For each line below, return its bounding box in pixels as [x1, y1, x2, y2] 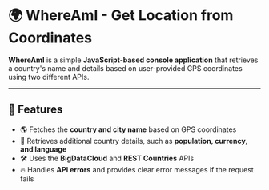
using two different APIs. [8, 72, 90, 81]
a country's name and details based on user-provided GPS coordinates [8, 63, 243, 73]
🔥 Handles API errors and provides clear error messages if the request [19, 164, 254, 174]
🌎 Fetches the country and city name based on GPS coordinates [19, 125, 237, 134]
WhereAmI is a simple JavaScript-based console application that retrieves [8, 55, 259, 65]
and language [19, 144, 67, 154]
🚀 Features [8, 103, 63, 117]
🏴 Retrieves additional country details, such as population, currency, [19, 136, 248, 145]
